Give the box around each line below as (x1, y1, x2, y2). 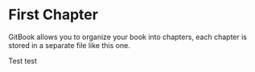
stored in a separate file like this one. (8, 40, 130, 50)
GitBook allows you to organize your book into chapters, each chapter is (8, 32, 248, 42)
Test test (8, 56, 38, 66)
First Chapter (8, 6, 99, 24)
